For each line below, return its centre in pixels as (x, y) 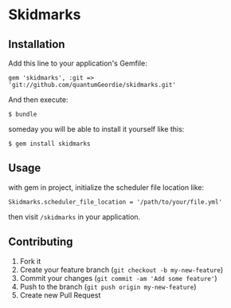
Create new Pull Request (60, 295)
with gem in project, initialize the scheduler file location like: (106, 187)
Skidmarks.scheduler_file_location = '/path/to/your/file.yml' (115, 202)
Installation (37, 44)
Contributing (41, 242)
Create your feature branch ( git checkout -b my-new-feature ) (121, 270)
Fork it (30, 261)
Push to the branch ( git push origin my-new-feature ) (108, 286)
